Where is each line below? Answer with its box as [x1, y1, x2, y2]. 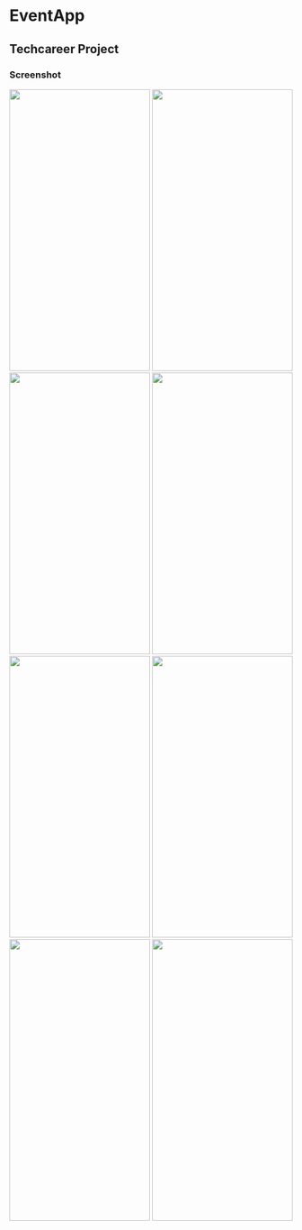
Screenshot [9, 68, 61, 81]
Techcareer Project [9, 41, 120, 57]
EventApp [9, 5, 85, 26]
